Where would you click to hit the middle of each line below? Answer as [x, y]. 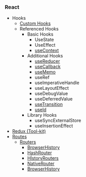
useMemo [45, 72]
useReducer [47, 61]
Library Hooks [42, 115]
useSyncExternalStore [58, 121]
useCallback [48, 66]
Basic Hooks [40, 34]
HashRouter [39, 153]
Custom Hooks [35, 23]
